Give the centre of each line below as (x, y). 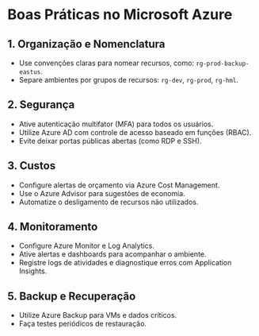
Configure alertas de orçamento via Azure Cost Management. (119, 185)
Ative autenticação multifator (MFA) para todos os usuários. (116, 124)
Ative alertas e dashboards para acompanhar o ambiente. (112, 254)
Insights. (33, 271)
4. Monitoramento (53, 227)
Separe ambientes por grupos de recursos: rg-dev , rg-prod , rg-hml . (129, 80)
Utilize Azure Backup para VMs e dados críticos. (98, 315)
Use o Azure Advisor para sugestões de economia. (102, 193)
